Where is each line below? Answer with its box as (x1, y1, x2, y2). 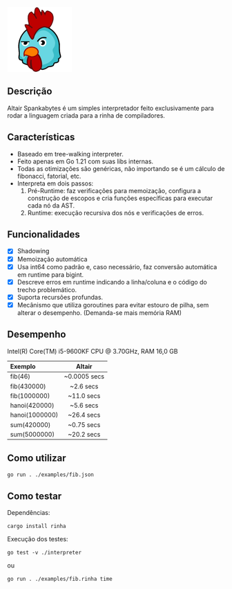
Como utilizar (7, 452, 67, 464)
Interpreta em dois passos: (17, 179, 94, 188)
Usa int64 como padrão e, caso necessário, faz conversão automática (17, 262, 217, 271)
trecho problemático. (17, 285, 77, 293)
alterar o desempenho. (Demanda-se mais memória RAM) (17, 308, 182, 317)
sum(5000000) (10, 430, 55, 438)
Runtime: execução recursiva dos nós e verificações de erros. (27, 208, 204, 217)
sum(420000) (10, 420, 51, 428)
